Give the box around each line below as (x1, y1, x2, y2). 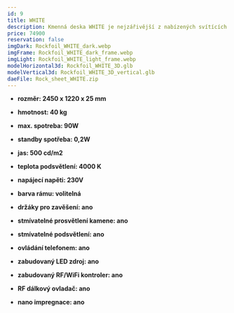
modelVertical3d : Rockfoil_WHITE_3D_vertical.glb (7, 69, 156, 76)
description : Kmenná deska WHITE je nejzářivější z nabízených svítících (7, 23, 228, 30)
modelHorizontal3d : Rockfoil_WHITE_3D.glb (7, 62, 133, 69)
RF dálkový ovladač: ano (17, 284, 90, 293)
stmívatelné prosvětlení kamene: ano (17, 216, 128, 225)
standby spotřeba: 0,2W (17, 135, 91, 144)
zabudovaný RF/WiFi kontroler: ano (17, 271, 123, 279)
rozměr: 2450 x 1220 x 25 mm (17, 95, 106, 103)
